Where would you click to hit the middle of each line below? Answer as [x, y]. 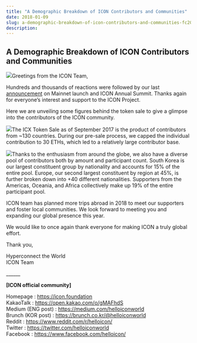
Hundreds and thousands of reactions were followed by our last [83, 87]
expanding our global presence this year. [55, 216]
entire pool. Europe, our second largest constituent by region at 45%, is [92, 173]
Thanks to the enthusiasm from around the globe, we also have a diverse [100, 154]
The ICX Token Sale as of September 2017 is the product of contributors [99, 129]
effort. [14, 234]
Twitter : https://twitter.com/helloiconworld [58, 328]
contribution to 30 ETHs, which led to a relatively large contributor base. [93, 142]
